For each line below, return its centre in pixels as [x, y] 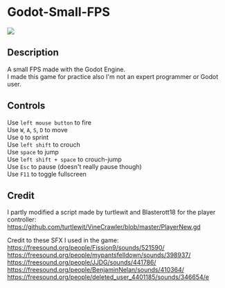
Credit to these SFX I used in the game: [63, 240]
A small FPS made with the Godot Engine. [66, 69]
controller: [22, 219]
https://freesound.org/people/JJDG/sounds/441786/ [82, 262]
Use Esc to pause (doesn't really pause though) [74, 166]
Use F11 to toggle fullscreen [47, 174]
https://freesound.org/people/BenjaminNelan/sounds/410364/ [96, 270]
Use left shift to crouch [44, 144]
